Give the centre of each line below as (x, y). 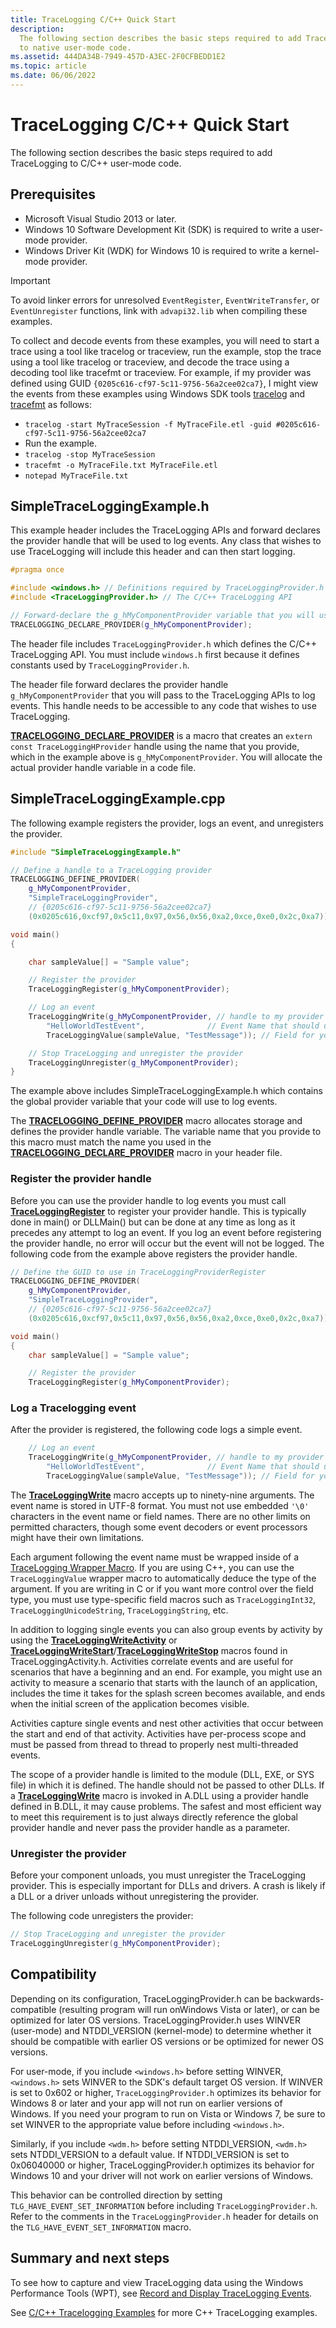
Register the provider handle (81, 1179)
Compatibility (53, 1974)
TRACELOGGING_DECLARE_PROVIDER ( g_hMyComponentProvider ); (131, 624)
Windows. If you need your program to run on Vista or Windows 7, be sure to (168, 2113)
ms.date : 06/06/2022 (53, 76)
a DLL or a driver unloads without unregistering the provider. (134, 1897)
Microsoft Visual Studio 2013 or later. (100, 218)
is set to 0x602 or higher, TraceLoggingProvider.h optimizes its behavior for (166, 2092)
